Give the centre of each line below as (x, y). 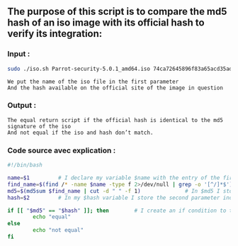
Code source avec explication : (62, 150)
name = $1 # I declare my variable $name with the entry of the (114, 178)
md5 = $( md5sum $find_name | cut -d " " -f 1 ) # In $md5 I (114, 191)
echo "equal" (52, 217)
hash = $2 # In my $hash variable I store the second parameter (114, 198)
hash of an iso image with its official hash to (106, 23)
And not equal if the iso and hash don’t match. (80, 133)
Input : (19, 54)
